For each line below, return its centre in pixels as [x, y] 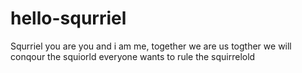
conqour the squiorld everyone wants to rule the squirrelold [133, 56]
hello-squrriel [68, 18]
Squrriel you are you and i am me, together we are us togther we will [151, 46]
